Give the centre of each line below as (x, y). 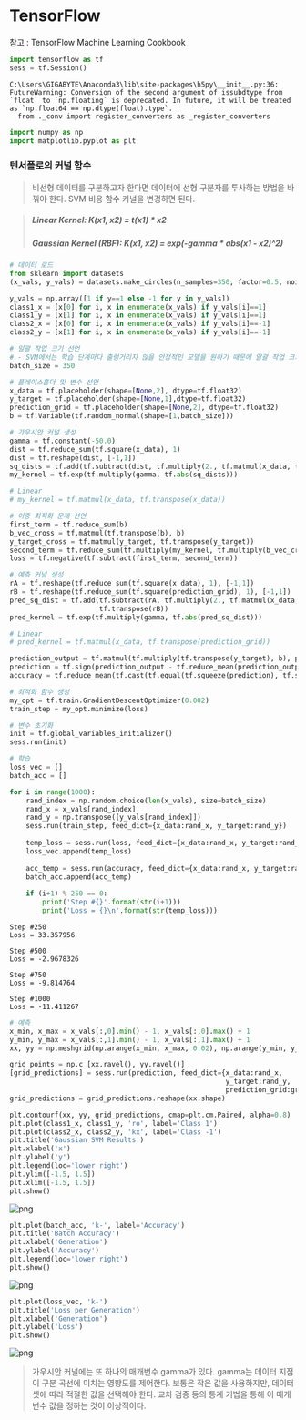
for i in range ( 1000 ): (52, 792)
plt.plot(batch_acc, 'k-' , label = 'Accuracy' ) (97, 1225)
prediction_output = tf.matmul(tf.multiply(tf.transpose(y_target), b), (150, 659)
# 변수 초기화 (31, 725)
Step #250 (28, 927)
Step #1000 (30, 998)
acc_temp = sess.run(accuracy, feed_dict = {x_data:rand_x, (138, 868)
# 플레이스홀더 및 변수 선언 (54, 382)
